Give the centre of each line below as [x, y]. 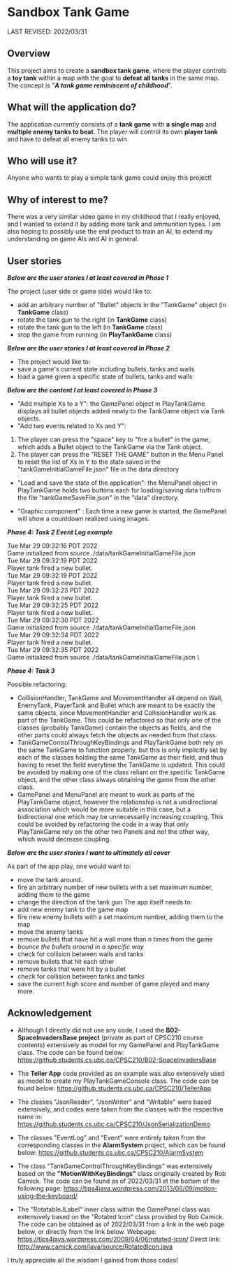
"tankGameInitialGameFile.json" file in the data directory [98, 469]
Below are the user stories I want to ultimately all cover [89, 853]
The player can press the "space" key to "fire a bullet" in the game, [114, 439]
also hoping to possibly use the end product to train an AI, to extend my [110, 232]
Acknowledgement [50, 1013]
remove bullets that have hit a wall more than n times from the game [115, 939]
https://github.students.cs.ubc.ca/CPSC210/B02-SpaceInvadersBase [117, 1060]
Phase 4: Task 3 [31, 671]
